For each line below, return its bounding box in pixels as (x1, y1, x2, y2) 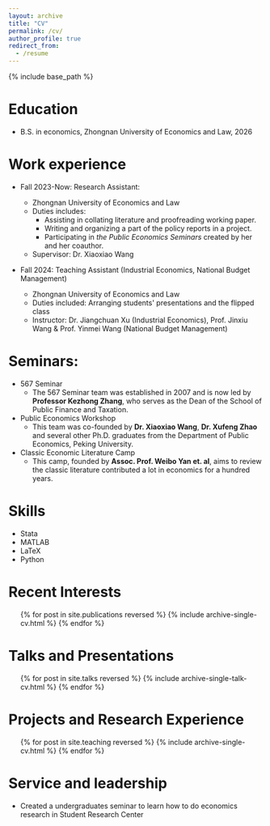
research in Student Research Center (19, 809, 144, 819)
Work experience (8, 155, 127, 174)
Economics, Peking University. (32, 439, 134, 449)
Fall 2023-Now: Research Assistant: (19, 181, 140, 191)
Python (19, 554, 44, 564)
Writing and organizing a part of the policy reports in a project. (44, 224, 252, 233)
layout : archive (8, 11, 63, 20)
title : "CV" (8, 19, 49, 28)
